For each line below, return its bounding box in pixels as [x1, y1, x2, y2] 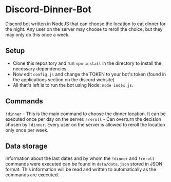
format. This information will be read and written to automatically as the [5, 166, 157, 173]
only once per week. [5, 127, 49, 133]
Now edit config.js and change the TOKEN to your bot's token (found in [12, 71, 166, 77]
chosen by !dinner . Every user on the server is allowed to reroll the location [5, 121, 165, 128]
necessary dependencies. [12, 65, 68, 71]
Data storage [5, 141, 48, 150]
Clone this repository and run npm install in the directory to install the [12, 60, 162, 66]
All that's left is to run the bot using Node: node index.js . [12, 82, 134, 88]
